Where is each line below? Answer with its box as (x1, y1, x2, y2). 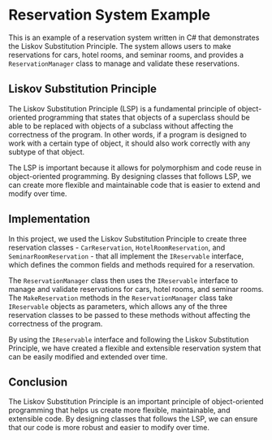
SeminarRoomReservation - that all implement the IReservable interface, (8, 250, 244, 261)
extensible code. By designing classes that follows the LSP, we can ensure (8, 414, 258, 424)
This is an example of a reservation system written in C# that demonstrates (8, 33, 260, 42)
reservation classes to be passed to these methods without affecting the (8, 310, 251, 320)
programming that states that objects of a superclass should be (37, 112, 250, 122)
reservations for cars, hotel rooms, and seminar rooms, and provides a (8, 50, 244, 59)
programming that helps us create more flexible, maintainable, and (8, 405, 231, 416)
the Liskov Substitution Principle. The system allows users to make (8, 41, 231, 50)
